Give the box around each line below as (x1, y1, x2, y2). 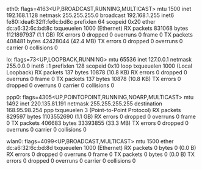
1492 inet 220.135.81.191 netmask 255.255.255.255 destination (6, 100, 163, 107)
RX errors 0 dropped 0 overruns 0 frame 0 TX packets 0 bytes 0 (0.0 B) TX (6, 151, 195, 158)
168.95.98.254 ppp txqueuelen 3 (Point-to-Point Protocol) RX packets (6, 107, 181, 113)
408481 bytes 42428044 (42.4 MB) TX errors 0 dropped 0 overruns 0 (6, 38, 183, 44)
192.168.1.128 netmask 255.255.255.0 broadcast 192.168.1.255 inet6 (6, 12, 175, 19)
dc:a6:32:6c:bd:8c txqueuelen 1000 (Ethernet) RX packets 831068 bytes (6, 24, 189, 32)
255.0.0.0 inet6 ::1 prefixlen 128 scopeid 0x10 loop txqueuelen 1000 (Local (6, 62, 192, 69)
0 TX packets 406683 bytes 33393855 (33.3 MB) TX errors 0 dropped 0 (6, 119, 189, 127)
